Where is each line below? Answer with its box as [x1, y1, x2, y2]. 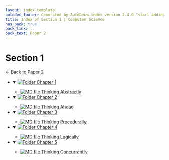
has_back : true [5, 21, 37, 27]
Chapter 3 [37, 109, 58, 115]
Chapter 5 [37, 139, 58, 145]
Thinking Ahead [41, 104, 74, 110]
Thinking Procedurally [41, 119, 87, 125]
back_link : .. [5, 26, 35, 31]
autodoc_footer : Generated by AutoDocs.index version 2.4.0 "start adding [5, 12, 165, 17]
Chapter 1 [37, 78, 57, 85]
